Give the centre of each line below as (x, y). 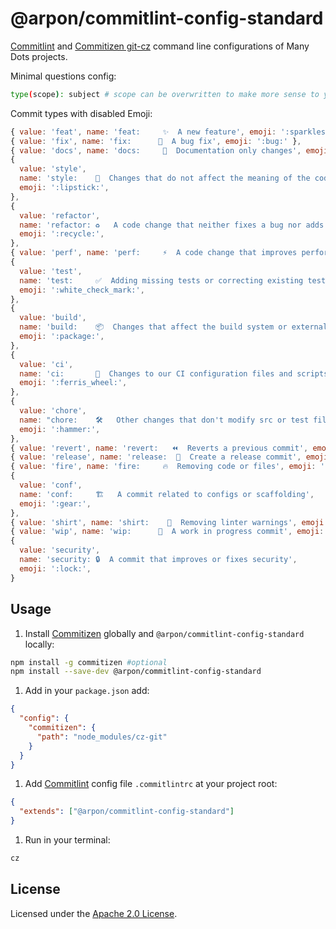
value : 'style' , (53, 169)
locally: (39, 644)
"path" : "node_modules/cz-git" (102, 737)
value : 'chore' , (53, 411)
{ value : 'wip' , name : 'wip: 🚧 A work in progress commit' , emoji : (167, 532)
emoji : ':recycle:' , (62, 234)
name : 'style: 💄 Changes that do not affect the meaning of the (165, 178)
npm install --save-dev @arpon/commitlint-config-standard (136, 672)
